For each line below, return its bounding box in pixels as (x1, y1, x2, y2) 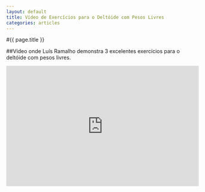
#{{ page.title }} (6, 36, 45, 44)
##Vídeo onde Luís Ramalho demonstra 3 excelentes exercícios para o (6, 48, 180, 55)
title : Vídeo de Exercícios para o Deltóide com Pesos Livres (6, 14, 164, 20)
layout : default (6, 8, 47, 15)
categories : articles (6, 20, 60, 26)
